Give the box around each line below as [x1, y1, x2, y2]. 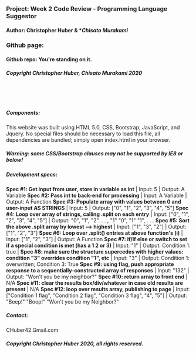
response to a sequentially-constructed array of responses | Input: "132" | [6, 267, 190, 274]
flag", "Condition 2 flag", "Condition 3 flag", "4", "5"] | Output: [38, 292, 187, 299]
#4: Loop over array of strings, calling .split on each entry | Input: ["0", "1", [6, 211, 190, 218]
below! [6, 156, 23, 163]
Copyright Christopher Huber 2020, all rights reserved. [6, 340, 144, 347]
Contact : [6, 311, 28, 319]
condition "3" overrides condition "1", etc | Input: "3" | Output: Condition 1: [6, 255, 190, 262]
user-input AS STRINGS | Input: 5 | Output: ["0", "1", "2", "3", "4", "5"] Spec [6, 205, 189, 212]
